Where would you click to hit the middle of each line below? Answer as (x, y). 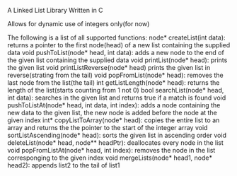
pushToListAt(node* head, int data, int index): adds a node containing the (114, 105)
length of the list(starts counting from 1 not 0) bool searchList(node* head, (116, 90)
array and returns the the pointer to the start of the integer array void (108, 128)
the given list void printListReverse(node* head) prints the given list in (109, 68)
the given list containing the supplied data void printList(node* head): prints (117, 60)
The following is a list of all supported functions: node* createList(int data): (116, 37)
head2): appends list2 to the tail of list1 (64, 165)
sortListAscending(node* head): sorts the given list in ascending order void (117, 135)
